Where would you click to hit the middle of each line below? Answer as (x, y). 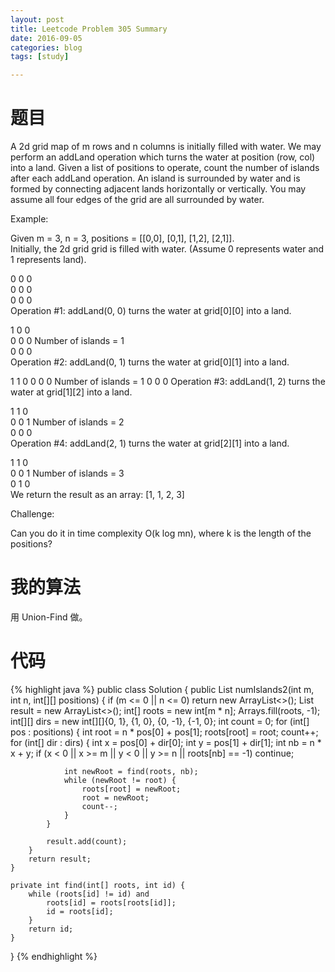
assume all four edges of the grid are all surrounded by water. (137, 200)
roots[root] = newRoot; (131, 789)
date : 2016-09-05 (46, 38)
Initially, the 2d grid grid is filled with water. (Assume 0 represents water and (167, 249)
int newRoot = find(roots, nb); (131, 771)
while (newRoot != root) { (120, 780)
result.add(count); (87, 841)
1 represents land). (48, 260)
